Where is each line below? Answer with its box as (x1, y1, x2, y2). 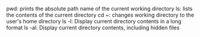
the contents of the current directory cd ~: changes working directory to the (6, 11, 195, 18)
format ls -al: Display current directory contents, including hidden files (6, 24, 180, 31)
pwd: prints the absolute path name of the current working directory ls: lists (6, 5, 193, 12)
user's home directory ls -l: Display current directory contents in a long (6, 18, 182, 24)
